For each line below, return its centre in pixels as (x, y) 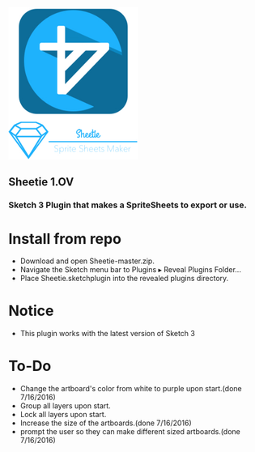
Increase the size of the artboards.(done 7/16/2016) (106, 423)
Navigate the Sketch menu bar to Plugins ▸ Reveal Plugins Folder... (130, 270)
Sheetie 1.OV (41, 182)
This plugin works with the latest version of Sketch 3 (108, 334)
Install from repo (65, 239)
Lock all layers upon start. (63, 415)
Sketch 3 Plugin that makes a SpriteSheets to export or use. (127, 205)
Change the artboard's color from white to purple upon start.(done (131, 389)
